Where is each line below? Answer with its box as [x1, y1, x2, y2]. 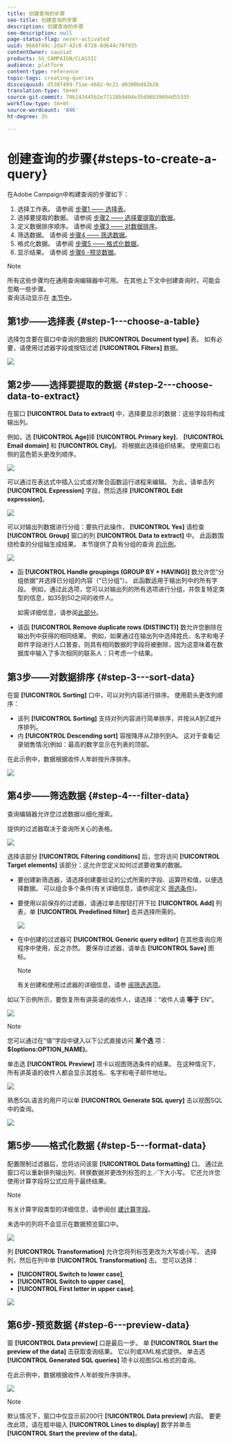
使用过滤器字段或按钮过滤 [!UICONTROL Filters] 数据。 [25, 344, 182, 352]
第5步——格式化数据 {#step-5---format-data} [7, 1140, 207, 1152]
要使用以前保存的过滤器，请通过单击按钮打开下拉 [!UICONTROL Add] [17, 899, 215, 907]
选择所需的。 [142, 907, 180, 915]
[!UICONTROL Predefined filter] [37, 907, 130, 915]
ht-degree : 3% [7, 113, 48, 120]
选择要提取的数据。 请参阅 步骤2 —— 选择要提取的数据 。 [17, 213, 180, 221]
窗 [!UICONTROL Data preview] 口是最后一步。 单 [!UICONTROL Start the [7, 1339, 219, 1347]
